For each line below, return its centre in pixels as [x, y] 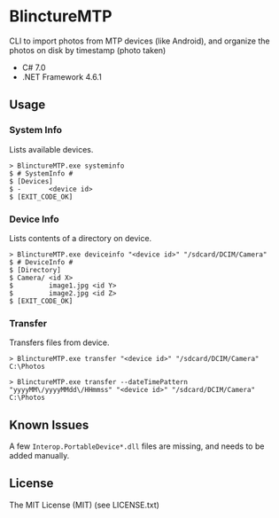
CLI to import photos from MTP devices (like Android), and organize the [139, 41]
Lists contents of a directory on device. [81, 238]
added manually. [39, 456]
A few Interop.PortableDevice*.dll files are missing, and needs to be [137, 446]
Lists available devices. [51, 149]
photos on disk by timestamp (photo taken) [88, 50]
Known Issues [49, 424]
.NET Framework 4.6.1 [62, 76]
